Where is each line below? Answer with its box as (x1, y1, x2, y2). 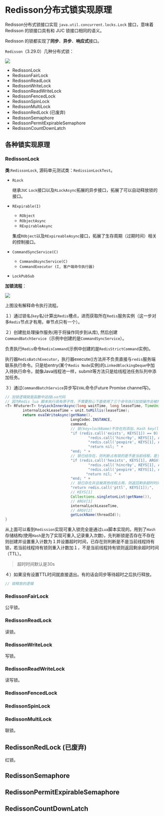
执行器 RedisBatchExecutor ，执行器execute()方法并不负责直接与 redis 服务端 (5, 356, 156, 362)
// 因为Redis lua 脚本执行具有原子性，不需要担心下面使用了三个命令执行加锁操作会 (5, 399, 154, 404)
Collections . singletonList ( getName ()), (70, 494, 152, 499)
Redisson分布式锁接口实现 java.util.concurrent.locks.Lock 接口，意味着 (5, 21, 154, 27)
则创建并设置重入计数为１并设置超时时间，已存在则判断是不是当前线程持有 (5, 539, 155, 545)
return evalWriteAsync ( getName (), (22, 413, 93, 418)
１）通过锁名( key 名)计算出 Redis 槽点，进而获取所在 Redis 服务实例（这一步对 (5, 313, 157, 319)
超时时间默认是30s (17, 561, 55, 567)
